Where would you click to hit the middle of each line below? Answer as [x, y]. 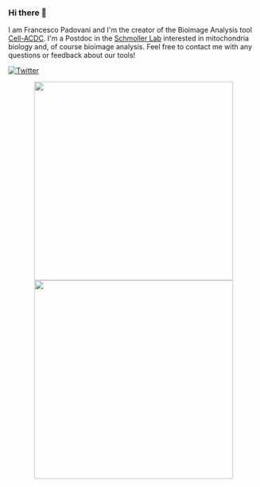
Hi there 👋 [28, 13]
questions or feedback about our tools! [72, 56]
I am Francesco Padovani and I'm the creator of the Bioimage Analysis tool [130, 30]
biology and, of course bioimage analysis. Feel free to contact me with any [130, 47]
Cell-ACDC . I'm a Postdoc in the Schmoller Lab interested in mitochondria [128, 38]
